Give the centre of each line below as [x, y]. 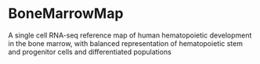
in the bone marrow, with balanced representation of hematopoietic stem [125, 43]
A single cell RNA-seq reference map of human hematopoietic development [130, 35]
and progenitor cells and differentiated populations [90, 52]
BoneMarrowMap [66, 14]
